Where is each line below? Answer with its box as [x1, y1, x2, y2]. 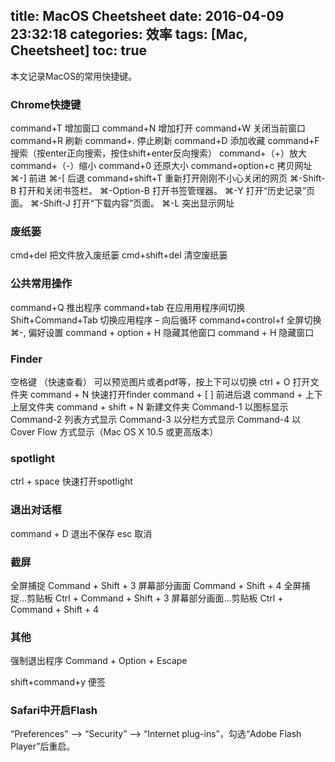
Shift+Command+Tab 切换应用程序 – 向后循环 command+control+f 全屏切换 [10, 314, 322, 326]
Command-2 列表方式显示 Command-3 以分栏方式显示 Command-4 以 [10, 414, 302, 425]
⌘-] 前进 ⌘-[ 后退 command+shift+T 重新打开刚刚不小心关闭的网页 [10, 172, 288, 184]
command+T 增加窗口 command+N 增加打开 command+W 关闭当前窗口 [10, 122, 306, 134]
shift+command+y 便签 [10, 676, 107, 688]
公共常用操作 [10, 277, 73, 291]
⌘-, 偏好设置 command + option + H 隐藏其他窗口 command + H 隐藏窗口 [10, 326, 315, 338]
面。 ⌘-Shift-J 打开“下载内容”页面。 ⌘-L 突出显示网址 [10, 197, 235, 209]
